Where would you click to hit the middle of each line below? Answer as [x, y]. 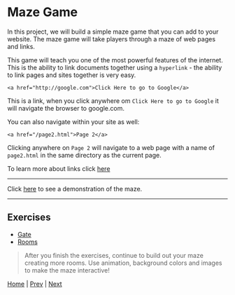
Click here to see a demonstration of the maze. [75, 188]
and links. [21, 46]
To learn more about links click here [59, 168]
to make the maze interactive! [67, 270]
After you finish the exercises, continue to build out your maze [114, 255]
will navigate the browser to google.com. [66, 108]
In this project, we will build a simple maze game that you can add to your [113, 32]
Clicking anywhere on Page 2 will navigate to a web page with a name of [111, 147]
